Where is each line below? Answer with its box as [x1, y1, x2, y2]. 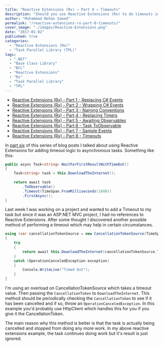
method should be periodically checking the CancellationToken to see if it [5, 296, 152, 301]
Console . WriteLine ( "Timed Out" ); [22, 267, 90, 272]
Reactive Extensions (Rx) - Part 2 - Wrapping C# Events [12, 102, 124, 108]
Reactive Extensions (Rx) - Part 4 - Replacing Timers [12, 112, 118, 118]
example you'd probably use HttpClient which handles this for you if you [5, 306, 149, 311]
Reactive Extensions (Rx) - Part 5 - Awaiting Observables [12, 117, 126, 123]
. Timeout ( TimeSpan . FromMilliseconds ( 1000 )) [22, 189, 112, 194]
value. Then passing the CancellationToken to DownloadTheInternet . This [5, 290, 150, 296]
